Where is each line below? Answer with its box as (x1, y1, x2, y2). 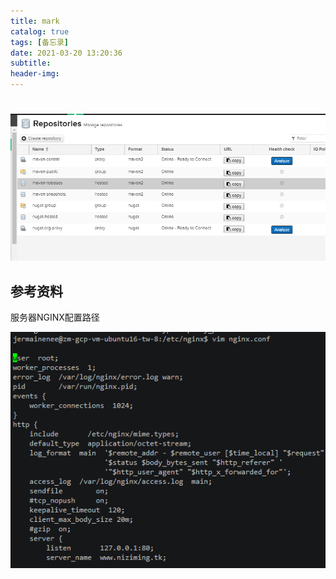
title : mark (10, 16, 60, 26)
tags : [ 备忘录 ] (10, 37, 70, 47)
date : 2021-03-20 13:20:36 (10, 48, 123, 58)
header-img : (10, 69, 60, 79)
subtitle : (10, 58, 52, 69)
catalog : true (10, 26, 70, 37)
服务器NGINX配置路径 (10, 311, 100, 323)
